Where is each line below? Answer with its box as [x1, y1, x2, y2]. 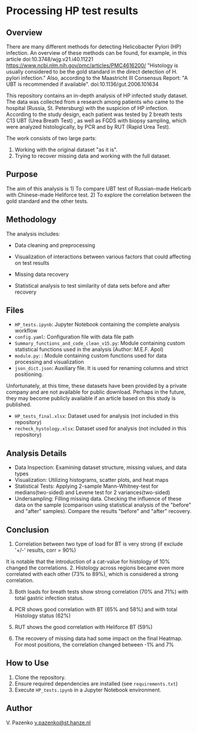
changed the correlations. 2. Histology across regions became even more [6, 564, 184, 571]
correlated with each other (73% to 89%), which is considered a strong [6, 571, 179, 578]
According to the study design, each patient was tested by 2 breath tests [6, 111, 183, 118]
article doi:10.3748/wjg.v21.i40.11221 [6, 56, 94, 62]
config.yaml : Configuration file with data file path [14, 334, 134, 341]
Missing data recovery [14, 271, 69, 278]
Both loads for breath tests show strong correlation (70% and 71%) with [14, 588, 188, 595]
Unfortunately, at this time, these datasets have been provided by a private [6, 382, 187, 390]
